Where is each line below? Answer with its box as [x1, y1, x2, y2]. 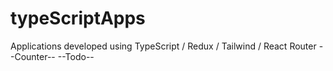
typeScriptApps [10, 7, 146, 30]
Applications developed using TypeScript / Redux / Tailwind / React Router [10, 40, 317, 52]
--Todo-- [57, 50, 95, 62]
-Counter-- [10, 50, 56, 62]
